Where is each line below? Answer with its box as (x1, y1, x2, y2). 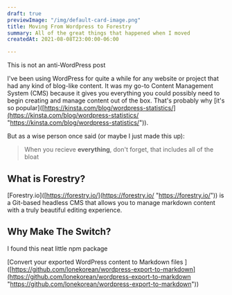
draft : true (7, 10, 42, 17)
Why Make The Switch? (7, 226, 111, 238)
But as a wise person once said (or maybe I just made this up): (7, 132, 185, 141)
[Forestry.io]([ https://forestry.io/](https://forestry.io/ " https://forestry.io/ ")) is (7, 191, 224, 199)
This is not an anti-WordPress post (7, 61, 106, 69)
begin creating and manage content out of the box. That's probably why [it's (7, 96, 225, 105)
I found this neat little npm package (7, 244, 108, 253)
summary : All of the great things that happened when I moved (7, 29, 190, 37)
